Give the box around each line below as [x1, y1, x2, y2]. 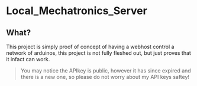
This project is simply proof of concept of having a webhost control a [6, 43, 175, 50]
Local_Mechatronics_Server [6, 4, 148, 18]
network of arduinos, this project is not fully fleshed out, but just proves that [6, 49, 191, 57]
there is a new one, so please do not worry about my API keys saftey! [20, 74, 190, 80]
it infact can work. [6, 56, 50, 62]
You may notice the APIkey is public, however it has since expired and [20, 67, 191, 74]
